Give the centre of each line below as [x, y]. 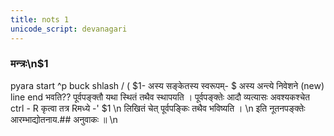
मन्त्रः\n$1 [29, 64]
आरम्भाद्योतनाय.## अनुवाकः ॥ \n [64, 119]
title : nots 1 [40, 19]
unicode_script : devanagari [69, 29]
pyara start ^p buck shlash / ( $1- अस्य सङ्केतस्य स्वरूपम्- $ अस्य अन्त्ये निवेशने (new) [167, 85]
